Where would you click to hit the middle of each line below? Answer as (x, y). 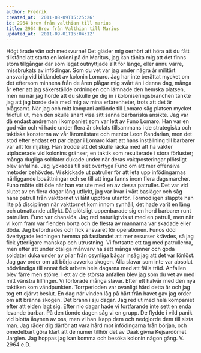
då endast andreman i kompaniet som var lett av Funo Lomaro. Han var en (97, 121)
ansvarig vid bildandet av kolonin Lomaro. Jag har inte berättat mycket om (98, 77)
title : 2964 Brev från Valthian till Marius (63, 29)
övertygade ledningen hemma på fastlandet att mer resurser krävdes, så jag (100, 236)
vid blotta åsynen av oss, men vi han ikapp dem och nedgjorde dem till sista (100, 319)
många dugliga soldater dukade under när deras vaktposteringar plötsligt (97, 160)
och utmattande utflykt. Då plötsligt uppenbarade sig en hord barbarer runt (99, 211)
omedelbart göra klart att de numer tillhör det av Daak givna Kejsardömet (96, 332)
